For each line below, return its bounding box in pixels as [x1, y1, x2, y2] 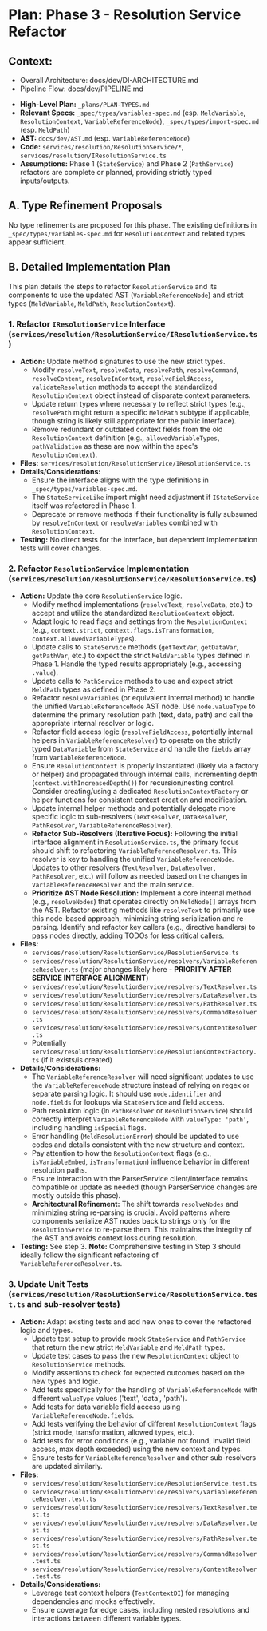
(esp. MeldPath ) [19, 125, 70, 134]
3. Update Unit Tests [8, 1279, 89, 1290]
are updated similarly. [31, 1461, 103, 1470]
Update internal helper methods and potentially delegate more [31, 804, 237, 813]
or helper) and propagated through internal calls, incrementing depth [31, 769, 258, 780]
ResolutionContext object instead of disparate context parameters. [31, 390, 251, 400]
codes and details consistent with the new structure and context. [31, 1140, 245, 1149]
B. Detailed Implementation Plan [8, 260, 171, 274]
